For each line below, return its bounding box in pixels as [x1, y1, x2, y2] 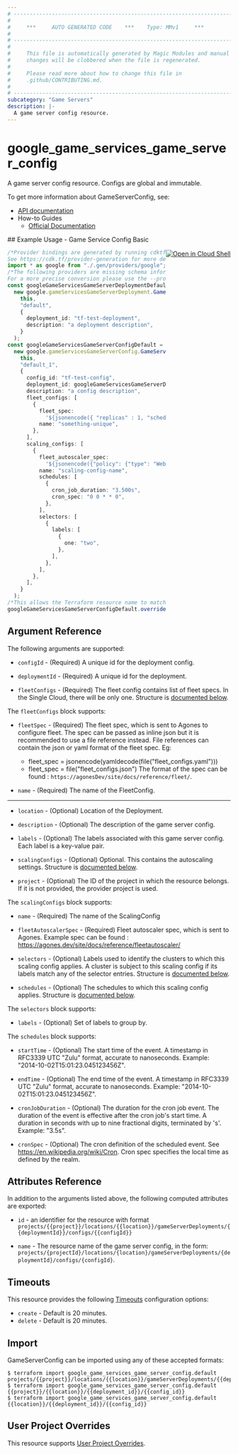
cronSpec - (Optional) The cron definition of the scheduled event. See [17, 1140, 220, 1148]
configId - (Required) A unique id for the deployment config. [17, 658, 195, 667]
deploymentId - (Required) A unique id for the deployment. [17, 672, 187, 680]
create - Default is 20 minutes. [17, 1309, 108, 1318]
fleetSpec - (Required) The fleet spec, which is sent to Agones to [17, 721, 209, 729]
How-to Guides [17, 214, 62, 222]
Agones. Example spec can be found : [17, 932, 129, 942]
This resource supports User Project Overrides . [7, 1438, 146, 1447]
